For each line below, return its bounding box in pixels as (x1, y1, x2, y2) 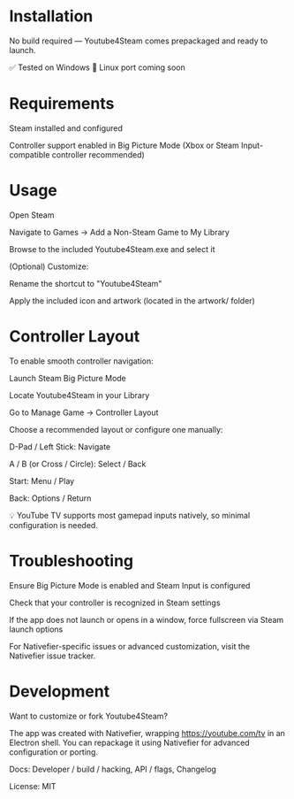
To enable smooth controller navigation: (9, 356, 155, 366)
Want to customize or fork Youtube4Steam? (9, 711, 168, 721)
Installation (9, 6, 94, 27)
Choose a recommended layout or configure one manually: (9, 424, 223, 434)
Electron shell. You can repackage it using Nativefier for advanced (9, 737, 250, 748)
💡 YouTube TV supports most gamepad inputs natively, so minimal (9, 510, 251, 520)
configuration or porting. (9, 746, 99, 757)
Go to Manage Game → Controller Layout (9, 407, 159, 418)
